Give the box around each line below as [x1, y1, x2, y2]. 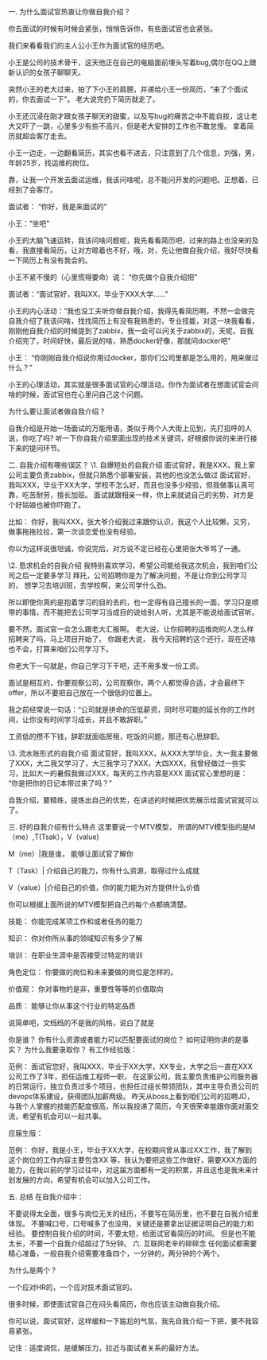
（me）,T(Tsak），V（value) [8, 832, 99, 841]
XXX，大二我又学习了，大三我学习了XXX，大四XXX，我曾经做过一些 [14, 759, 239, 767]
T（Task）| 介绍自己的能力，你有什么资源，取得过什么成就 [8, 866, 200, 875]
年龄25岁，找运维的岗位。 [8, 158, 94, 167]
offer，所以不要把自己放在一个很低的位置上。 [8, 688, 157, 697]
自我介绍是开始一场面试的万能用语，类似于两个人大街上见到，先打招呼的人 [8, 424, 252, 433]
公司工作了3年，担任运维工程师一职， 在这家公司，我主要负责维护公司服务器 [8, 1072, 258, 1081]
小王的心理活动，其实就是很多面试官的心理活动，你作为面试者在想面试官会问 [8, 380, 259, 389]
